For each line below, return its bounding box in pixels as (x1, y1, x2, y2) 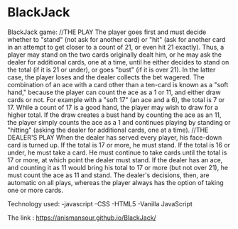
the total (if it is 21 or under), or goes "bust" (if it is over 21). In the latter (7, 65, 216, 74)
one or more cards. (7, 186, 64, 194)
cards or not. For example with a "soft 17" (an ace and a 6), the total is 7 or (7, 95, 225, 104)
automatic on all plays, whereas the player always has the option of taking (7, 178, 224, 186)
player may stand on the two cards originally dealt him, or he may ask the (7, 50, 222, 59)
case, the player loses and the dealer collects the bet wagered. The (7, 72, 205, 82)
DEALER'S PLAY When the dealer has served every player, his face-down (7, 133, 222, 142)
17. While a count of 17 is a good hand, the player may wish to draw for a (7, 103, 219, 111)
